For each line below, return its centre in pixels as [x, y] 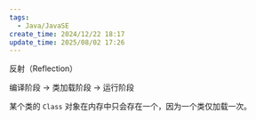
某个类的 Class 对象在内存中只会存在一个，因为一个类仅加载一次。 [130, 107]
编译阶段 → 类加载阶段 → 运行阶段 [72, 88]
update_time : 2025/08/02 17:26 [67, 42]
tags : [19, 17]
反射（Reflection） [44, 68]
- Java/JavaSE [43, 26]
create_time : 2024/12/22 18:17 [67, 34]
